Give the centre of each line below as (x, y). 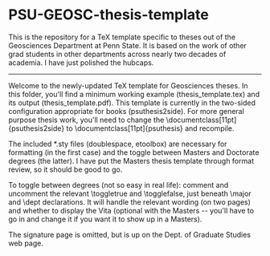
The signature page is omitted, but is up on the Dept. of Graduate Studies (130, 234)
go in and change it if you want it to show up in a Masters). (105, 219)
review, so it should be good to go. (65, 169)
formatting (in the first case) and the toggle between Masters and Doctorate (134, 152)
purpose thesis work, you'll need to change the (86, 120)
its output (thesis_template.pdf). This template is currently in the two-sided (132, 103)
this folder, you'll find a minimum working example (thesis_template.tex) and (134, 94)
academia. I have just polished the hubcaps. (81, 63)
